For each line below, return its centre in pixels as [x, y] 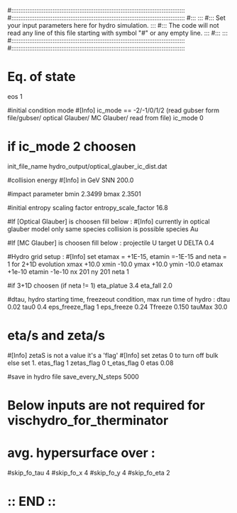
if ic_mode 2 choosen [72, 147]
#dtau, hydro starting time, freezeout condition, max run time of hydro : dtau [119, 299]
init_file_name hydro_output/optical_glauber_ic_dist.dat [87, 166]
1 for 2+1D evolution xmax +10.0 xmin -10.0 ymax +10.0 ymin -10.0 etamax [115, 264]
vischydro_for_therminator [88, 421]
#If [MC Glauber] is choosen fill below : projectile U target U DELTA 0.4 [111, 243]
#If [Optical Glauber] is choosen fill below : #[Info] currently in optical [109, 221]
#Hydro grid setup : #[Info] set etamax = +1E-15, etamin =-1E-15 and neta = [117, 256]
